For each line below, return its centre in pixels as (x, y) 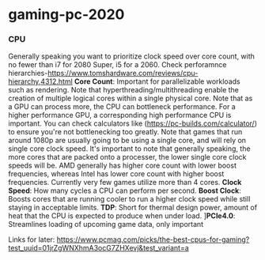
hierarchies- (28, 73)
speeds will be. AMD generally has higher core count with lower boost (123, 166)
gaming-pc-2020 (66, 15)
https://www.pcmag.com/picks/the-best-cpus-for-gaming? (153, 239)
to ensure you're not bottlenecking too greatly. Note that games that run (125, 132)
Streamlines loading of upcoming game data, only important (106, 224)
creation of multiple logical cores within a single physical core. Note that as (131, 98)
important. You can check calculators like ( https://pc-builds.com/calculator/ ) (133, 123)
